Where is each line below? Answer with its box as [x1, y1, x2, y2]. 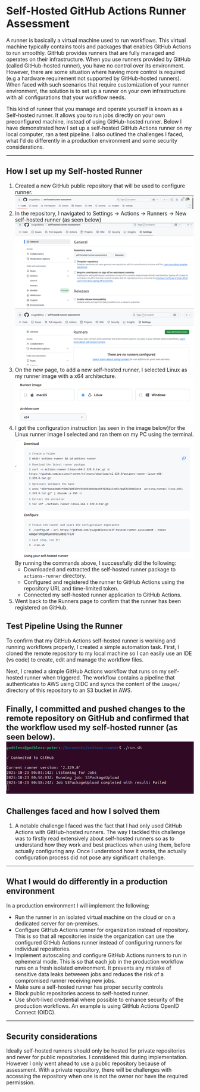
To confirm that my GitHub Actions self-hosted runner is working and [6, 637, 176, 644]
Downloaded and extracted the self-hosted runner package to [23, 566, 176, 573]
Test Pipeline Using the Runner [6, 621, 123, 631]
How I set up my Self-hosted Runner [6, 166, 143, 177]
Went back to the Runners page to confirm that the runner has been [14, 598, 182, 605]
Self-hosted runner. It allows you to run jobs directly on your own [6, 112, 165, 119]
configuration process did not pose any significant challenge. [14, 854, 165, 861]
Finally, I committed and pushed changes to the [6, 704, 186, 714]
